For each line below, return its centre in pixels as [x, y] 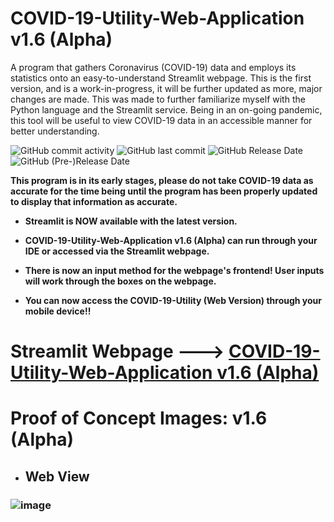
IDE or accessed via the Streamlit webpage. [117, 251]
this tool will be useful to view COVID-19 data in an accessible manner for [161, 120]
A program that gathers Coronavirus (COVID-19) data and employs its [153, 67]
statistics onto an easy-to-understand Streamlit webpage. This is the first [161, 78]
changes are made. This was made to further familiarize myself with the [158, 99]
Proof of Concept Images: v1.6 [139, 418]
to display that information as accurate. [94, 201]
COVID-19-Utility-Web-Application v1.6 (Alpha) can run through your [171, 240]
